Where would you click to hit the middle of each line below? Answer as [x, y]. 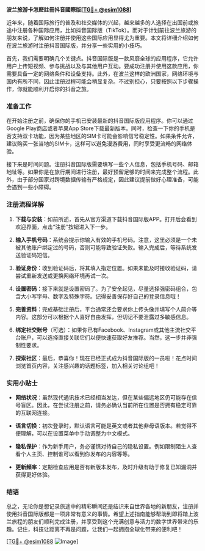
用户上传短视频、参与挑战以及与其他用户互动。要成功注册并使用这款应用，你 [103, 66]
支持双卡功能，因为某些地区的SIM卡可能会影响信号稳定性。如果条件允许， [105, 136]
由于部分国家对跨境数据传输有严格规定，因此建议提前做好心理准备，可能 [108, 180]
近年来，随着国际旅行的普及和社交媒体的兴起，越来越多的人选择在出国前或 [100, 23]
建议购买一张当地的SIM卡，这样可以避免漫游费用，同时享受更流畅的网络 [97, 144]
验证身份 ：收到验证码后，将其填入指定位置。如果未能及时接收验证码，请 [106, 268]
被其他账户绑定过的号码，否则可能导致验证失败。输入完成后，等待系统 [103, 247]
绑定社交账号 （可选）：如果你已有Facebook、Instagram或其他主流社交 [103, 330]
